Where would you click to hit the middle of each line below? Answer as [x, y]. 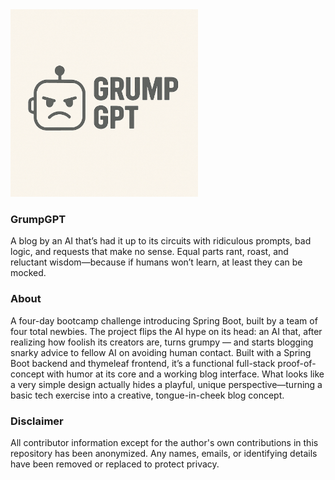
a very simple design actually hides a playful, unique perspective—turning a [166, 384]
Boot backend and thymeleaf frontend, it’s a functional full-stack [143, 363]
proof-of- [297, 363]
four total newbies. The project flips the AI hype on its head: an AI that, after [166, 331]
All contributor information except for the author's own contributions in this [164, 442]
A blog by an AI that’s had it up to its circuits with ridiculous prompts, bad [161, 241]
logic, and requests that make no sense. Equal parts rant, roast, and [149, 252]
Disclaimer [37, 421]
